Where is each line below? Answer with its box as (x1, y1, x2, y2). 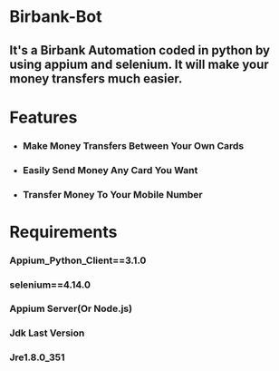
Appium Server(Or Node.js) (9, 302, 133, 315)
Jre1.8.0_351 (9, 351, 65, 364)
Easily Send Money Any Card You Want (22, 163, 198, 176)
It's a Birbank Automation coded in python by (9, 43, 270, 58)
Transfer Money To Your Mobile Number (22, 188, 203, 200)
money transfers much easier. (9, 71, 183, 86)
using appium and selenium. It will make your (9, 56, 269, 72)
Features (9, 107, 78, 128)
